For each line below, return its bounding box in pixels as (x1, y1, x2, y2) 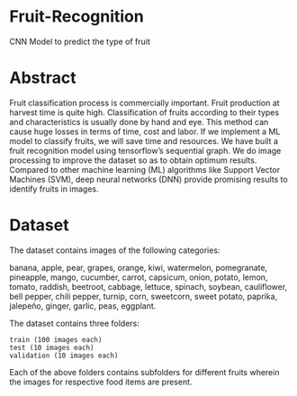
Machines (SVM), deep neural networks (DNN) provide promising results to (9, 174, 288, 184)
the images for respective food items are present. (9, 376, 193, 387)
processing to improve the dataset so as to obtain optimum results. (9, 155, 257, 166)
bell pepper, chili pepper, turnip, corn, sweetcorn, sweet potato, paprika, (9, 291, 278, 301)
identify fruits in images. (9, 183, 99, 194)
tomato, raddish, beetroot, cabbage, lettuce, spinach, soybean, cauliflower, (9, 281, 288, 292)
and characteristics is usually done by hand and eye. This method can (9, 116, 269, 127)
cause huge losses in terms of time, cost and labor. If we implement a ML (9, 126, 281, 137)
